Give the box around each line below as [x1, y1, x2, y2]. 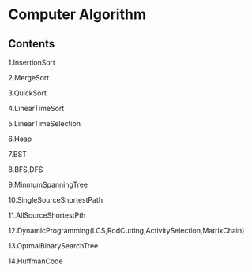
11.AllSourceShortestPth [8, 211, 86, 220]
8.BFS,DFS [8, 165, 43, 174]
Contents [8, 37, 55, 50]
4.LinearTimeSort [8, 104, 65, 113]
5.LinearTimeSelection [8, 119, 81, 128]
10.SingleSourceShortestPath [8, 196, 103, 204]
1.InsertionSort [8, 58, 55, 67]
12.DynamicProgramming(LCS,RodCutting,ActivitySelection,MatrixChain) [8, 226, 245, 235]
